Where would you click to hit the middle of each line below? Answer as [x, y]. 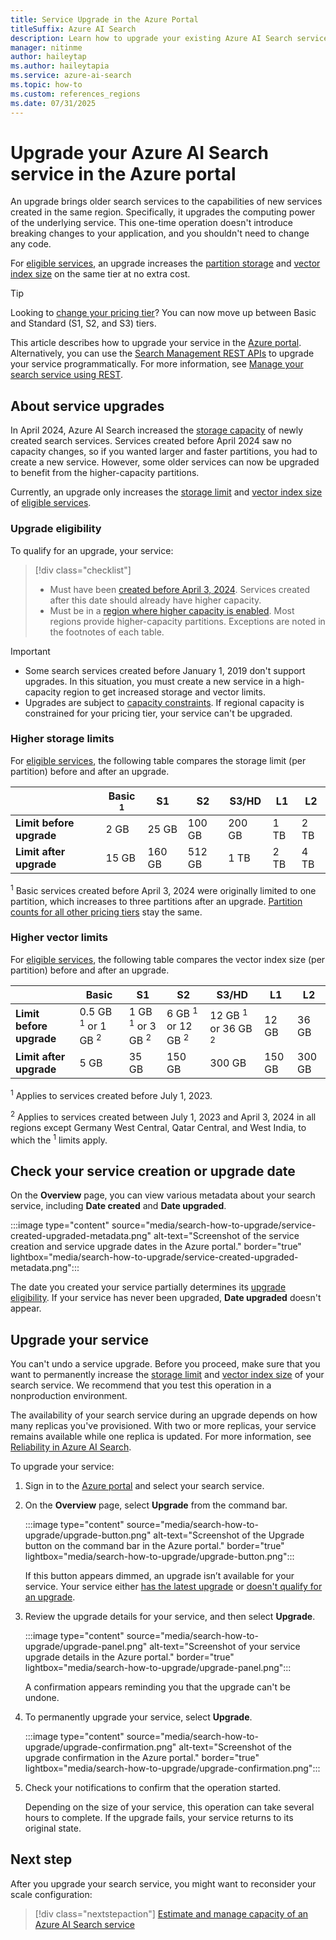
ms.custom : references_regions [75, 94]
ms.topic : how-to [46, 85]
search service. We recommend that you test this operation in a [141, 1385]
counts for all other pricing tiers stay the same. [106, 912]
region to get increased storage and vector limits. [164, 692]
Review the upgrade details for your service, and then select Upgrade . [170, 1617]
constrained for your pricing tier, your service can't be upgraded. [158, 713]
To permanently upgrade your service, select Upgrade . [138, 1717]
